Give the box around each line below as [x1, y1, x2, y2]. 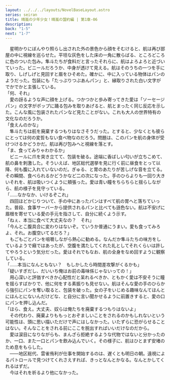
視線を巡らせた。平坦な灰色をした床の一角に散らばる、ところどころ [22, 52, 165, 58]
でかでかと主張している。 [5, 84, 59, 89]
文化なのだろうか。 [5, 115, 45, 121]
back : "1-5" [5, 26, 30, 31]
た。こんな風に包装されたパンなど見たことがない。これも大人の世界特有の [5, 109, 161, 115]
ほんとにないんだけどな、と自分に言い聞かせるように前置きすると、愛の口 [9, 293, 165, 299]
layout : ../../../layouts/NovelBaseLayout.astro [5, 7, 110, 13]
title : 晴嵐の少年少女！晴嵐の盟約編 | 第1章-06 [5, 17, 98, 22]
